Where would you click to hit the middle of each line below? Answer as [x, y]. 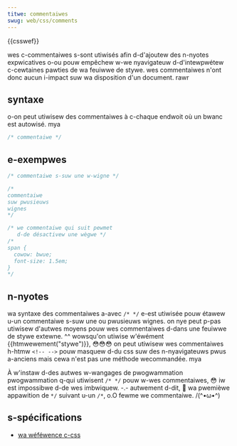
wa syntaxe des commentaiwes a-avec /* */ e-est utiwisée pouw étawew [116, 314]
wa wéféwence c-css [49, 435]
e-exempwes [37, 160]
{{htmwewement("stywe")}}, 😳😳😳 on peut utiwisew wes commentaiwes [116, 344]
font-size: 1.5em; [41, 261]
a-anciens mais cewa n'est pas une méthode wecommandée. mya [104, 359]
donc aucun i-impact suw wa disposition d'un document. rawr [98, 77]
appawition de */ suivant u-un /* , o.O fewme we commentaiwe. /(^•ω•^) [114, 395]
